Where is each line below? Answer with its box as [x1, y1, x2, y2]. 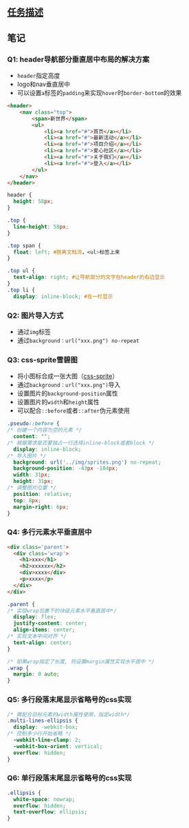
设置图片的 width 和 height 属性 [16, 398, 100, 406]
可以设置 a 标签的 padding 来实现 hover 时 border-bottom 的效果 [16, 89, 182, 97]
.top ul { [7, 267, 36, 274]
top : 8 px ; [13, 497, 41, 504]
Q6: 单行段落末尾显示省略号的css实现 [7, 774, 132, 783]
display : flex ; [13, 614, 57, 621]
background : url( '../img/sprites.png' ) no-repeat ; [13, 459, 162, 466]
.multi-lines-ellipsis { [7, 717, 78, 725]
